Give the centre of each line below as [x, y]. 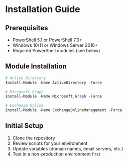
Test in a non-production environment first [56, 154]
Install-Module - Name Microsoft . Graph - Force [53, 97]
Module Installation [36, 66]
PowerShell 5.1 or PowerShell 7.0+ [47, 40]
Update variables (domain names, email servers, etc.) [68, 148]
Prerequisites [27, 28]
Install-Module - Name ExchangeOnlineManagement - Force [64, 110]
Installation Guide [43, 9]
